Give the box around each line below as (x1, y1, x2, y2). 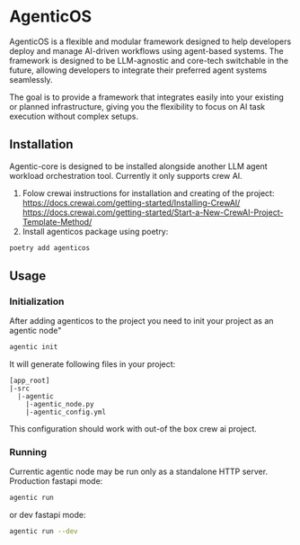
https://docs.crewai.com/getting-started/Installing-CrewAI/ (22, 197, 241, 208)
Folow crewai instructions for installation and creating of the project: (22, 187, 275, 199)
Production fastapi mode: (9, 476, 103, 487)
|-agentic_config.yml (25, 407, 106, 417)
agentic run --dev (9, 527, 78, 536)
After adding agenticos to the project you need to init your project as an (9, 316, 274, 326)
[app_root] (9, 376, 50, 386)
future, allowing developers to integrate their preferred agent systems (9, 65, 268, 76)
